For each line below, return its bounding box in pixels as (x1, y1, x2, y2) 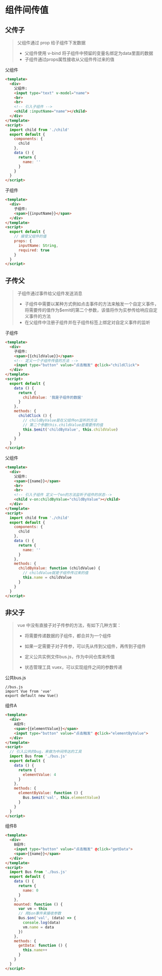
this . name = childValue (23, 575, 72, 580)
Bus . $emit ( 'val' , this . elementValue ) (23, 795, 100, 800)
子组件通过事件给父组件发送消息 (17, 290, 82, 296)
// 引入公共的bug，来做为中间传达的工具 (9, 749, 82, 754)
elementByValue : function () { (18, 791, 83, 796)
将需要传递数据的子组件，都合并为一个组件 (24, 633, 112, 639)
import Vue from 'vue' (5, 689, 52, 694)
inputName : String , (18, 243, 58, 248)
